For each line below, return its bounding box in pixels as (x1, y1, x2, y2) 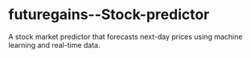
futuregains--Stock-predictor (8, 6, 210, 24)
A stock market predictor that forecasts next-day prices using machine (8, 32, 243, 41)
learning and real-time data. (8, 40, 101, 49)
